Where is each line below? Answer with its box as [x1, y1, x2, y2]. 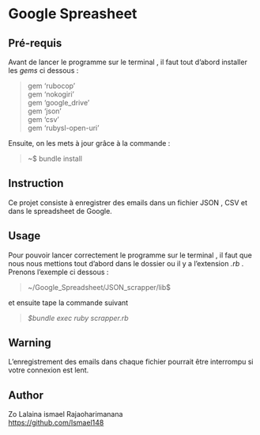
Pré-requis [8, 36, 62, 50]
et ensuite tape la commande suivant [8, 298, 129, 307]
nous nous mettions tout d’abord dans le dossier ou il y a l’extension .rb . [8, 258, 244, 268]
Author [8, 388, 43, 402]
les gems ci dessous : [8, 66, 79, 75]
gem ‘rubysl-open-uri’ [27, 124, 100, 132]
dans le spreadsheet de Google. [8, 206, 112, 216]
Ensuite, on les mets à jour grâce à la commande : [8, 139, 171, 147]
